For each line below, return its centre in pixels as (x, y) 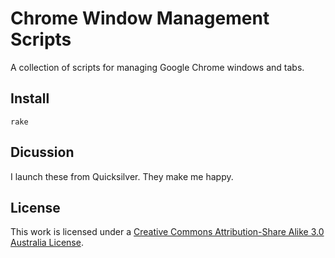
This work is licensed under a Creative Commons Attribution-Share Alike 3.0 (167, 232)
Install (30, 98)
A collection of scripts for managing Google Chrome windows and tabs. (157, 67)
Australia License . (47, 243)
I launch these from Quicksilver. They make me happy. (122, 176)
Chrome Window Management (140, 18)
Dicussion (42, 152)
